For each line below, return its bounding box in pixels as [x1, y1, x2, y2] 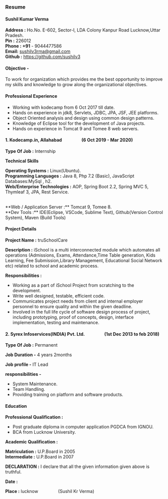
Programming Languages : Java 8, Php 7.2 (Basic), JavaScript [5, 173, 134, 179]
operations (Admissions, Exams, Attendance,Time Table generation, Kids [5, 252, 155, 258]
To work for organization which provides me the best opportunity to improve [5, 76, 163, 82]
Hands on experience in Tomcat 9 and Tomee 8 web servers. [12, 125, 139, 131]
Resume [5, 4, 26, 11]
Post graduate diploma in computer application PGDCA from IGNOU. [12, 424, 154, 430]
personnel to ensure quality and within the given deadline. [12, 303, 133, 309]
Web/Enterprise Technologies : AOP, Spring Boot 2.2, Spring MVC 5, [5, 183, 149, 189]
